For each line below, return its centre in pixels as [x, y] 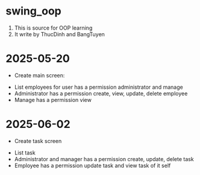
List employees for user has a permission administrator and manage [98, 87]
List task [25, 153]
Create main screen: [39, 75]
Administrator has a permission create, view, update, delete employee [101, 93]
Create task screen [38, 141]
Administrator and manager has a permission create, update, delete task [104, 159]
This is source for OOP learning [53, 28]
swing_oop [33, 11]
